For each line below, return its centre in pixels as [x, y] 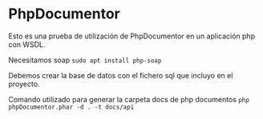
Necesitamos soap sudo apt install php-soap [85, 60]
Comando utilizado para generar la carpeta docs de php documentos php [129, 99]
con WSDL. [27, 44]
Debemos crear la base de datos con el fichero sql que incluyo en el [121, 75]
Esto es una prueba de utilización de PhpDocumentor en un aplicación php [131, 36]
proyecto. [24, 84]
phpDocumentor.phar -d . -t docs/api [71, 107]
